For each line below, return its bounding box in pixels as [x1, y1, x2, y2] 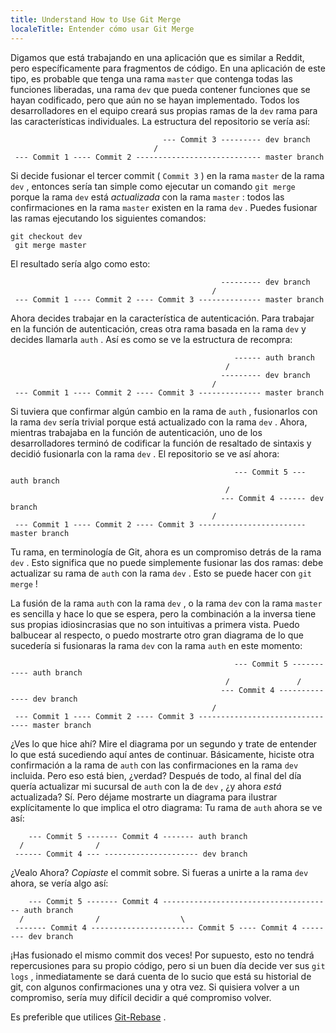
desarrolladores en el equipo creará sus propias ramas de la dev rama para [10, 104, 318, 116]
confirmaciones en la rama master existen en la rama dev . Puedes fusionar [10, 201, 318, 213]
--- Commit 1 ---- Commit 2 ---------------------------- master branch [14, 152, 325, 162]
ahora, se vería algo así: [10, 877, 109, 889]
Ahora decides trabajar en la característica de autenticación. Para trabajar [10, 312, 315, 324]
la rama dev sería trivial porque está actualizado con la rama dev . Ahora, [10, 416, 308, 428]
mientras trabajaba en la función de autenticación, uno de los [10, 426, 263, 438]
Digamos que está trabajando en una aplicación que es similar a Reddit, [10, 51, 305, 63]
